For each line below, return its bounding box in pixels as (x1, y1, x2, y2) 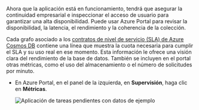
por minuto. (6, 68, 35, 74)
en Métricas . (14, 85, 47, 92)
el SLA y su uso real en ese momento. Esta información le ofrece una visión (6, 48, 192, 56)
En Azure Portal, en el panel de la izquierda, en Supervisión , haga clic (14, 79, 188, 86)
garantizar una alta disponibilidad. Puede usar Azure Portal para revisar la (6, 18, 188, 25)
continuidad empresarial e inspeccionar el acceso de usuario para (6, 11, 169, 19)
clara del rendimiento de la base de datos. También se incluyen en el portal (6, 55, 191, 62)
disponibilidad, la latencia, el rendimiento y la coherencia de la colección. (6, 24, 186, 31)
